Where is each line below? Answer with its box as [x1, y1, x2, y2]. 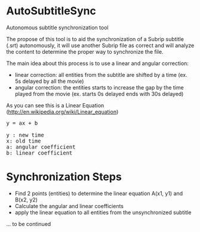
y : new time [6, 131, 45, 138]
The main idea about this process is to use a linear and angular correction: [6, 60, 189, 67]
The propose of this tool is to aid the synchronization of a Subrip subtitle [6, 35, 184, 42]
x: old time [6, 137, 41, 144]
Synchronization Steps [6, 170, 122, 184]
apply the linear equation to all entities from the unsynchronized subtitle [14, 209, 192, 216]
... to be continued [6, 220, 51, 227]
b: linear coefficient [6, 149, 73, 156]
